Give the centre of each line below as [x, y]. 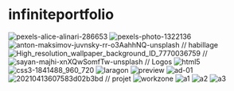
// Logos [158, 62]
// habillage [200, 44]
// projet [118, 78]
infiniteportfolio [61, 15]
